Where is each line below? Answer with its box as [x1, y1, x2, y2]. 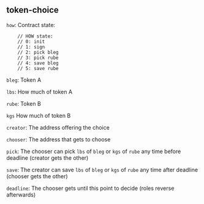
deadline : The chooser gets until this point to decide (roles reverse [6, 184, 175, 192]
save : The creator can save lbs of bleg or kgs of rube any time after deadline [6, 166, 198, 173]
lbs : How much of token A [6, 88, 72, 95]
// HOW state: [17, 33, 53, 39]
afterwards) [6, 190, 36, 198]
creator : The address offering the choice [6, 124, 110, 131]
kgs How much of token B [6, 112, 71, 119]
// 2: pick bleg [17, 49, 59, 55]
